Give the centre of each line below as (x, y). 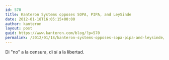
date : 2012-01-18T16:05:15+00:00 (40, 19)
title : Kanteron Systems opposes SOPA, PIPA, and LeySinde (68, 14)
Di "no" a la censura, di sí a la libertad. (45, 52)
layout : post (19, 28)
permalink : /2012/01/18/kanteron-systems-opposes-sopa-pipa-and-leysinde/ (85, 38)
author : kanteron (23, 24)
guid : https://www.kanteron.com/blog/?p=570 (53, 33)
